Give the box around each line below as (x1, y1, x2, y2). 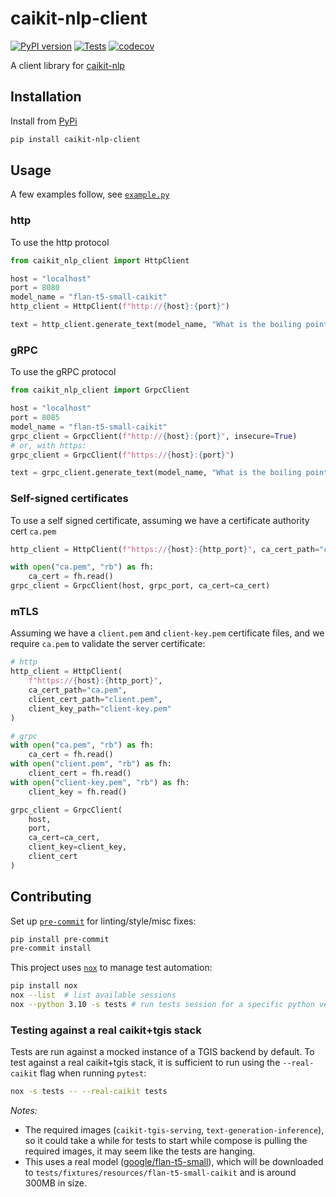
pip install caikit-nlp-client (10, 134, 141, 144)
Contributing (10, 888, 92, 906)
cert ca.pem (10, 525, 57, 537)
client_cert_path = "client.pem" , (28, 694, 163, 704)
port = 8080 (10, 283, 60, 293)
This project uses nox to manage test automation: (10, 962, 213, 974)
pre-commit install (10, 943, 92, 954)
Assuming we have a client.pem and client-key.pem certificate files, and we (10, 627, 325, 639)
